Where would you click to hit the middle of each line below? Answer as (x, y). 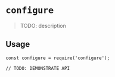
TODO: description (43, 25)
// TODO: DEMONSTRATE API (38, 68)
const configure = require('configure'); (58, 58)
